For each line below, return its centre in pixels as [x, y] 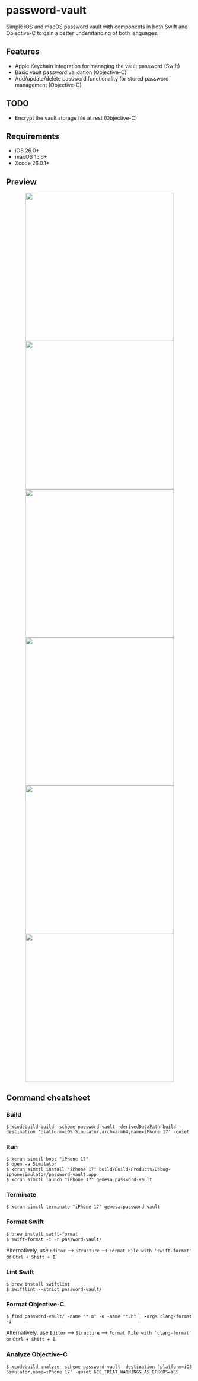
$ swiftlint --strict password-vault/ [54, 1290]
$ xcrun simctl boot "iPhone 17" [47, 1159]
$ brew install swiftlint [38, 1284]
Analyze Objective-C [37, 1354]
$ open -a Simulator [32, 1164]
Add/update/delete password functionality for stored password [92, 78]
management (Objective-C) [48, 85]
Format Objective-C [35, 1304]
